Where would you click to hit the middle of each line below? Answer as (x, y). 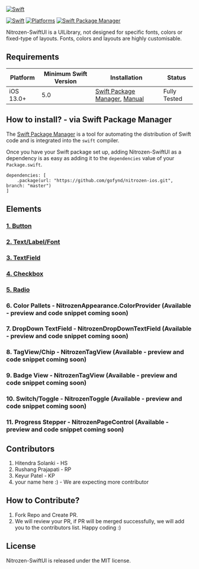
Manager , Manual (119, 98)
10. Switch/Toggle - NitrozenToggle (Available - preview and (94, 399)
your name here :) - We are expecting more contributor (82, 482)
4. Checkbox (25, 274)
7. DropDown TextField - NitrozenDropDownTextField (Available (99, 329)
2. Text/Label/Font (33, 241)
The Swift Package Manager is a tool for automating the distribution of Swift (99, 134)
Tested (173, 98)
